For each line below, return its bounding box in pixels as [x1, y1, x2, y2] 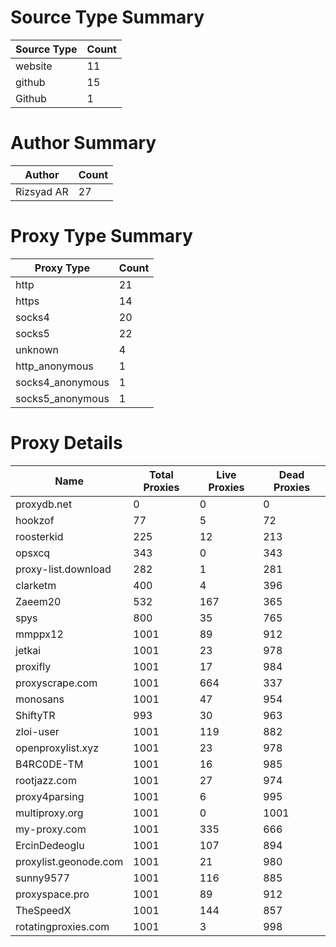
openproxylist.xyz [15, 741, 100, 755]
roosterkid [15, 529, 64, 543]
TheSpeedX [15, 903, 72, 917]
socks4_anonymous [15, 375, 110, 389]
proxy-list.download [15, 562, 112, 576]
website [15, 59, 53, 73]
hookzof [15, 513, 55, 527]
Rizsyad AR [15, 184, 69, 198]
